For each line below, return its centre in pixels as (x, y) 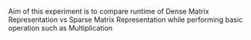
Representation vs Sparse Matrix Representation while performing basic (125, 20)
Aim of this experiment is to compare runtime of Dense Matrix (109, 11)
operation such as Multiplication (61, 28)
